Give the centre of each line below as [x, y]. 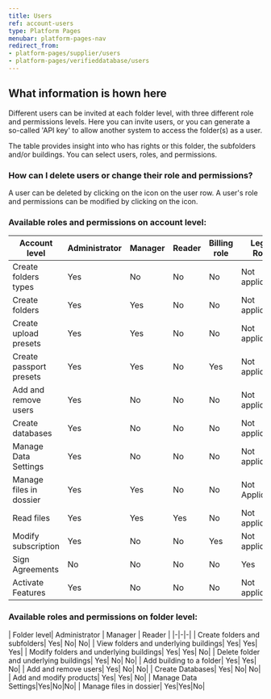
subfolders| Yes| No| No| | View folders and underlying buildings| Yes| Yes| [133, 643]
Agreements [35, 570]
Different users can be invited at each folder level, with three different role [131, 113]
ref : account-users [41, 23]
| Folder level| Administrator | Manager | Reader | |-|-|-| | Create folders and [134, 634]
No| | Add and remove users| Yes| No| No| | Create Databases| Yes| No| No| [135, 669]
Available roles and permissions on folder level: [103, 617]
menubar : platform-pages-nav [57, 38]
